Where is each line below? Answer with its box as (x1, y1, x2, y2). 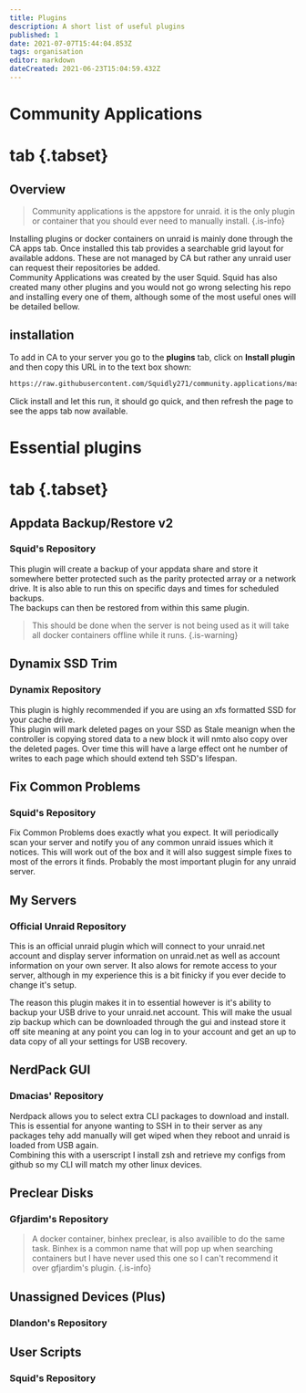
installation (9, 328, 75, 343)
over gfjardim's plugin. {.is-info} (31, 1262, 152, 1273)
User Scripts (9, 1344, 82, 1360)
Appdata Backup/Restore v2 (9, 515, 174, 530)
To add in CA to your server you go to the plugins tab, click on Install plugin (9, 351, 296, 362)
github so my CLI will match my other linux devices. (9, 1158, 203, 1169)
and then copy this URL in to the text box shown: (9, 361, 192, 372)
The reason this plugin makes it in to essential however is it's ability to (9, 997, 271, 1008)
